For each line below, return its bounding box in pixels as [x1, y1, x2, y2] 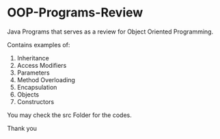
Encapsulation [16, 83, 57, 91]
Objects [16, 90, 40, 99]
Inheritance [16, 53, 50, 62]
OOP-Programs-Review [7, 5, 143, 21]
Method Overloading [16, 75, 75, 84]
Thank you [7, 124, 38, 132]
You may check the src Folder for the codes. [7, 111, 132, 119]
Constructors [16, 97, 55, 105]
